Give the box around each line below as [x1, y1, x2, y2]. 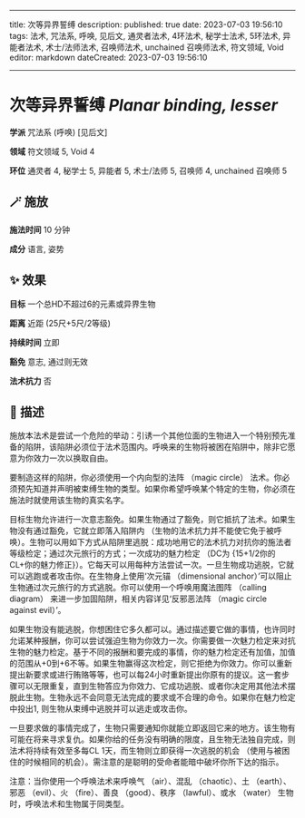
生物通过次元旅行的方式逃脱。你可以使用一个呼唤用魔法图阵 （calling [9, 582, 267, 593]
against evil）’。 [9, 605, 66, 616]
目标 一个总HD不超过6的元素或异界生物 [9, 298, 156, 309]
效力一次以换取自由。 [33, 453, 113, 463]
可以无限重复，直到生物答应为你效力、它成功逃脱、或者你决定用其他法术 [16, 681, 288, 692]
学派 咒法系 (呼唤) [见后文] [9, 126, 108, 137]
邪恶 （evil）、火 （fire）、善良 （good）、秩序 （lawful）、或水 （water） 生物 [9, 787, 294, 798]
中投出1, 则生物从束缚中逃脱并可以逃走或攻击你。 [9, 704, 192, 715]
